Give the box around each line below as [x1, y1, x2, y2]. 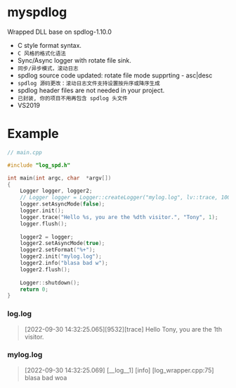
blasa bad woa [24, 373, 67, 382]
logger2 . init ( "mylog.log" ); [20, 253, 102, 261]
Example [7, 126, 59, 142]
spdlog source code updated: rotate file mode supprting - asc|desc [17, 71, 213, 80]
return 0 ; [20, 286, 49, 293]
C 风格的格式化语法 [17, 50, 67, 57]
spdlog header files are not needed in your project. [17, 86, 165, 94]
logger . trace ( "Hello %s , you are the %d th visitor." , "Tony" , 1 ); [20, 213, 218, 220]
